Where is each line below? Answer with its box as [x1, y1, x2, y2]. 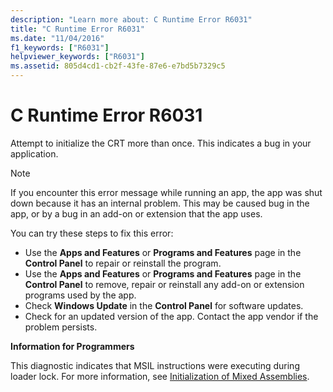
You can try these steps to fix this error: [10, 227, 174, 239]
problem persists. [24, 321, 98, 333]
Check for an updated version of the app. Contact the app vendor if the [24, 310, 319, 322]
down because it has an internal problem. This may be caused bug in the [10, 197, 310, 209]
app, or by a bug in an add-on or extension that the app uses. [10, 207, 263, 220]
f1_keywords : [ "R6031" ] [10, 42, 110, 53]
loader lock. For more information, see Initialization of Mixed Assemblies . [10, 370, 310, 382]
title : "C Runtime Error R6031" [10, 24, 145, 34]
